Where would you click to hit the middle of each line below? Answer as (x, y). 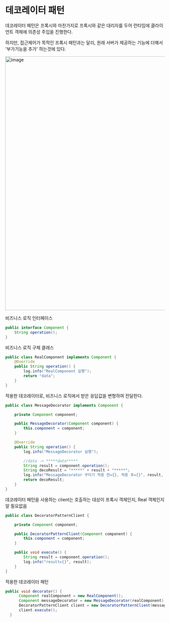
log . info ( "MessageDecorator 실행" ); (61, 452)
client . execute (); (38, 610)
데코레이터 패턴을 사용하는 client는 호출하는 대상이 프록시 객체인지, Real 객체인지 (85, 499)
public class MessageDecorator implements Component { (64, 405)
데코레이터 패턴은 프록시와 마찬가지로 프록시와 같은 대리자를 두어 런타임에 (78, 25)
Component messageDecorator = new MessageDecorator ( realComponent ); (92, 601)
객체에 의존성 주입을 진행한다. (44, 31)
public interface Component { (37, 328)
